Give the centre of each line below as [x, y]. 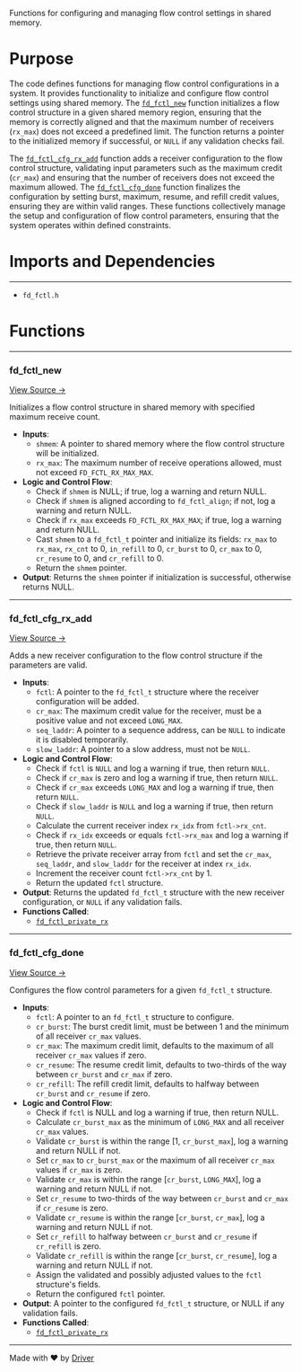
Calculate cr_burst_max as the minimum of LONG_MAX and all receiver [160, 1121]
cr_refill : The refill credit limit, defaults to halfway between [147, 1084]
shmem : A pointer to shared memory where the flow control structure [160, 444]
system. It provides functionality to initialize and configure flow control [139, 93]
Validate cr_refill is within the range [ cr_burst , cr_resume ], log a [156, 1255]
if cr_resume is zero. [72, 1208]
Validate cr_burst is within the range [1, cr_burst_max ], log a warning [162, 1141]
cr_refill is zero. [68, 1246]
